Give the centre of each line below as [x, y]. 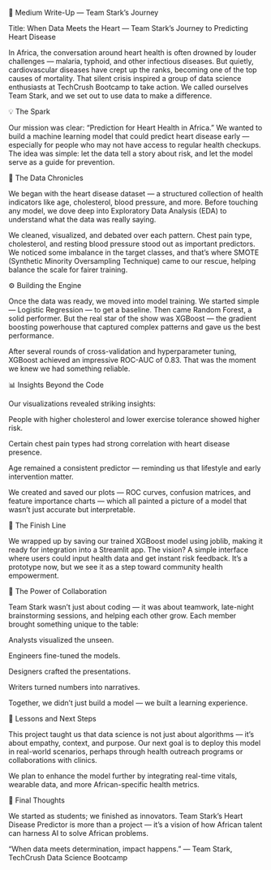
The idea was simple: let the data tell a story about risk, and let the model [131, 153]
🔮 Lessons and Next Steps [52, 719]
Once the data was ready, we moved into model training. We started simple [134, 301]
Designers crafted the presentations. [70, 671]
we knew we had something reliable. [69, 368]
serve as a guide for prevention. [62, 162]
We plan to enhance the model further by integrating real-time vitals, [123, 776]
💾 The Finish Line [37, 525]
